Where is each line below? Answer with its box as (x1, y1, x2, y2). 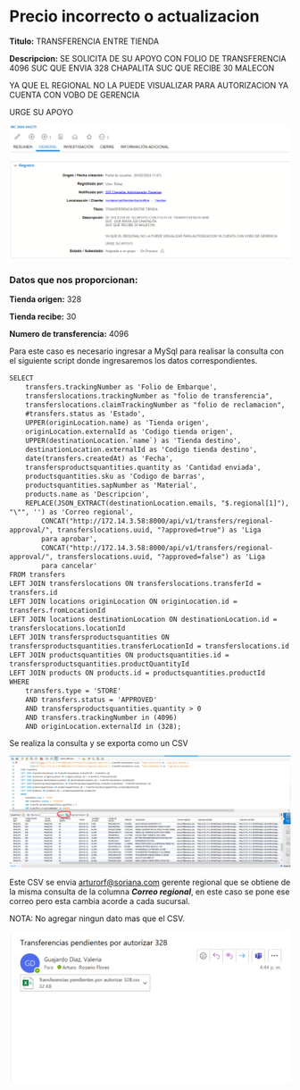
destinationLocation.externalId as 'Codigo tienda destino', (25, 445, 257, 454)
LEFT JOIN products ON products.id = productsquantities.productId (9, 668, 266, 677)
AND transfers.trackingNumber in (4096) (25, 713, 178, 722)
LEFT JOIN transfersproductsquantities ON (9, 633, 170, 641)
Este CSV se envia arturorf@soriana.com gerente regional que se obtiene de (9, 876, 291, 887)
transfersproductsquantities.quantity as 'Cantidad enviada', (25, 463, 262, 472)
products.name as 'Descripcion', (25, 490, 150, 499)
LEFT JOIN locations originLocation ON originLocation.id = (9, 597, 238, 606)
